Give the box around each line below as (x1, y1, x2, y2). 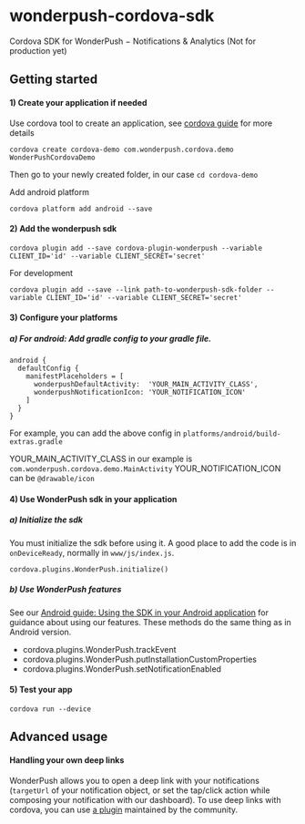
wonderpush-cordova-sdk (9, 5, 215, 26)
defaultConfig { (17, 364, 79, 374)
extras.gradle (9, 438, 64, 447)
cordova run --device (9, 705, 92, 714)
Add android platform (9, 186, 89, 197)
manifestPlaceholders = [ (25, 372, 125, 381)
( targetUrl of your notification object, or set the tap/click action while (9, 785, 270, 796)
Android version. (9, 626, 72, 637)
